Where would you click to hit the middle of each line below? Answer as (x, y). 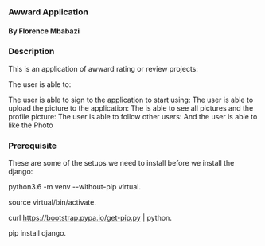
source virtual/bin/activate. (53, 202)
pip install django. (37, 233)
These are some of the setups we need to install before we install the (121, 163)
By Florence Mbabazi (44, 31)
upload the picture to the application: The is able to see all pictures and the (131, 108)
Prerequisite (33, 146)
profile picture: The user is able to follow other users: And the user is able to (133, 116)
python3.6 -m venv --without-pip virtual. (75, 187)
